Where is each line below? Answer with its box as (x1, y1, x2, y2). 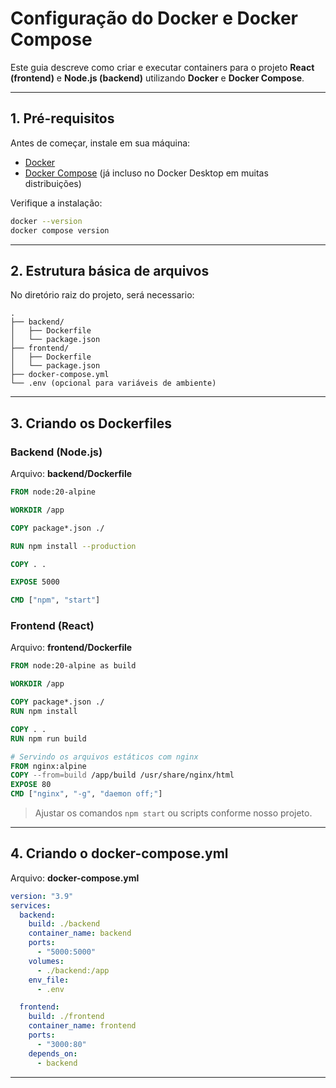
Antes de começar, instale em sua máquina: (10, 137, 191, 149)
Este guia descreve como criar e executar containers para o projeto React (10, 61, 315, 73)
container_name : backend (28, 928, 132, 939)
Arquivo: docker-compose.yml (10, 872, 140, 884)
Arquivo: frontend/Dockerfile (10, 642, 133, 654)
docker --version (10, 216, 83, 226)
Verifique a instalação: (10, 197, 103, 209)
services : (10, 900, 52, 911)
